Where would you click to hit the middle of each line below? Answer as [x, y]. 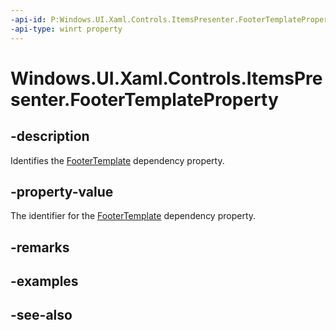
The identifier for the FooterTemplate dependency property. [133, 216]
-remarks [40, 247]
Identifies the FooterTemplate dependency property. [117, 160]
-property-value [62, 191]
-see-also [41, 315]
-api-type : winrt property [66, 29]
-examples [44, 281]
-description [50, 136]
